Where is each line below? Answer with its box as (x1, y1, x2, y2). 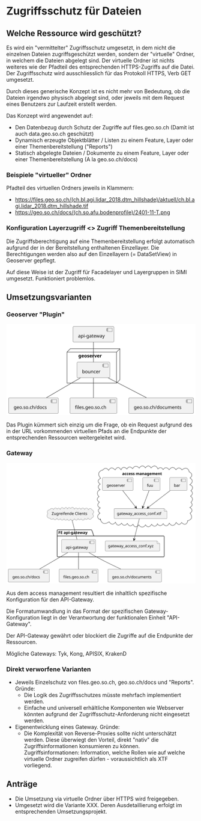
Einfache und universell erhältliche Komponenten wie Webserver (23, 704, 184, 711)
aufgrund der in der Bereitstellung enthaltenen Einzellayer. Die (6, 244, 160, 251)
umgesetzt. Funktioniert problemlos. (6, 275, 96, 282)
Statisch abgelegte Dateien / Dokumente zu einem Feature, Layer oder (14, 149, 189, 156)
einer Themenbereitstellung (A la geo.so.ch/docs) (14, 156, 138, 163)
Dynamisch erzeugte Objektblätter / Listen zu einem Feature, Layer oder (14, 137, 194, 144)
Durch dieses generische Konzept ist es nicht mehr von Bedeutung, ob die (6, 88, 190, 94)
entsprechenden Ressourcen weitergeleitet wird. (6, 434, 127, 441)
